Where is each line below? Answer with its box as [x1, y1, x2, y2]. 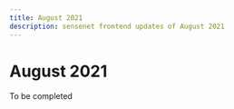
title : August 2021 [9, 13, 83, 23]
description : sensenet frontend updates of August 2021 [9, 22, 225, 31]
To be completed [9, 91, 73, 102]
